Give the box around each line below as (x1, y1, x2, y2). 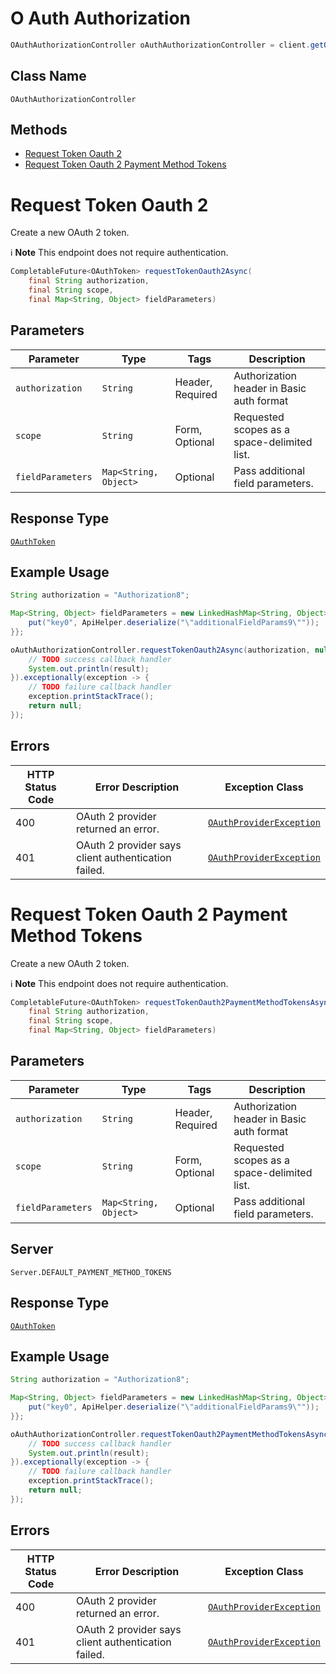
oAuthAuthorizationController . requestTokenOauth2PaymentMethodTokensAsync (10, 1429, 329, 1439)
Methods (10, 122, 68, 139)
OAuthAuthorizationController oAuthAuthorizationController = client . (10, 40, 311, 50)
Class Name (10, 68, 87, 85)
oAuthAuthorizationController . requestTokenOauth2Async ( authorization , (10, 645, 311, 655)
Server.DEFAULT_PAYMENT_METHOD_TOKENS (10, 1267, 172, 1277)
